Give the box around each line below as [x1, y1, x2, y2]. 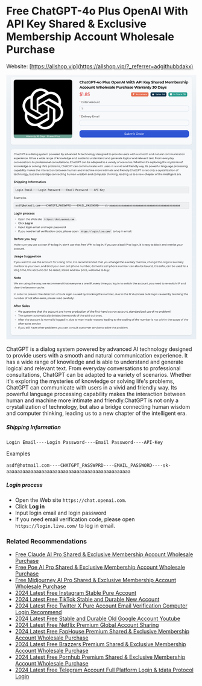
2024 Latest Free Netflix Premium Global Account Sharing [14, 621, 159, 629]
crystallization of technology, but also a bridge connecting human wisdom [6, 403, 191, 411]
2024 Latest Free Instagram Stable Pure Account [14, 589, 137, 597]
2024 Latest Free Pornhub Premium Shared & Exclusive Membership [14, 653, 186, 661]
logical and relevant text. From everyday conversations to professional [6, 365, 181, 372]
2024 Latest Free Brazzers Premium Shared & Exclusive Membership [14, 641, 186, 648]
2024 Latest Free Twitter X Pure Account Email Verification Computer [14, 602, 188, 609]
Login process [6, 481, 43, 489]
